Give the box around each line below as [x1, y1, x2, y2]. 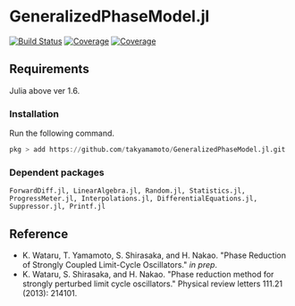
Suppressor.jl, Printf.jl [9, 203, 105, 211]
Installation [9, 107, 60, 120]
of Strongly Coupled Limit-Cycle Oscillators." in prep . [21, 260, 217, 270]
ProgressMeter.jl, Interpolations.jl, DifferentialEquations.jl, [9, 194, 257, 203]
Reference [9, 226, 69, 242]
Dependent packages [9, 166, 105, 178]
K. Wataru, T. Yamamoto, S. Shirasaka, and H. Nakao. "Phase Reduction [21, 250, 287, 261]
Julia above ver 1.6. [9, 85, 80, 95]
